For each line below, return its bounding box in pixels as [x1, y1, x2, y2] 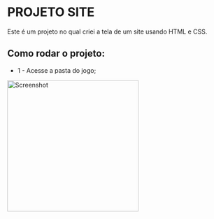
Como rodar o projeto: [7, 48, 105, 59]
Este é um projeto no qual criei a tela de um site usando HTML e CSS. [7, 27, 208, 36]
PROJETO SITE [7, 4, 95, 20]
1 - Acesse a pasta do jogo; [17, 66, 97, 74]
